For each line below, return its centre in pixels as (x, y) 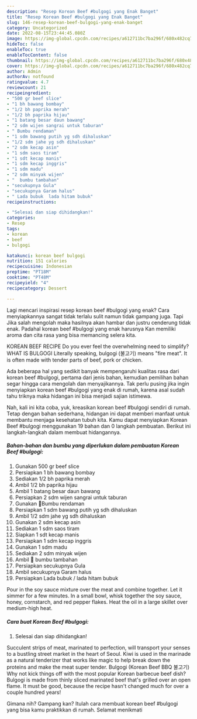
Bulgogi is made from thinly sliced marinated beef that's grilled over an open (99, 680)
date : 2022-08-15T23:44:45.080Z (46, 33)
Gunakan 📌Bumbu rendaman (50, 504)
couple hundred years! (34, 692)
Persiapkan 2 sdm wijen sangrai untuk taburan (71, 497)
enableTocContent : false (37, 55)
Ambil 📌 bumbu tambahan (46, 560)
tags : (13, 229)
